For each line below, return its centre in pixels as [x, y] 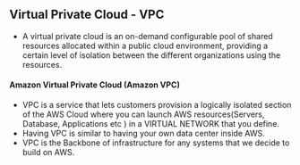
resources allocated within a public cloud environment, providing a [145, 45]
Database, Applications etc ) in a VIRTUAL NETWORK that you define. [151, 124]
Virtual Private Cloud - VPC [87, 15]
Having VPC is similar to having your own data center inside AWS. [144, 134]
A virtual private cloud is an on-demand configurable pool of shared [147, 36]
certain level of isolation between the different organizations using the [151, 55]
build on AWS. [48, 153]
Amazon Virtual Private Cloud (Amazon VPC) [95, 85]
